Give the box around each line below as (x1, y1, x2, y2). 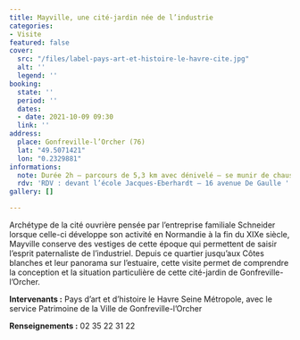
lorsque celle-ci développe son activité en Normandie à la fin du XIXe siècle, (9, 229, 290, 239)
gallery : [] (9, 187, 54, 196)
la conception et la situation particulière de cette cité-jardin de (9, 267, 238, 278)
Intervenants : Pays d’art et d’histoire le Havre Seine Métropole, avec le (9, 294, 272, 304)
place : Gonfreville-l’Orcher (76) (17, 137, 146, 146)
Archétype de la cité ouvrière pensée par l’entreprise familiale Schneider (9, 220, 276, 230)
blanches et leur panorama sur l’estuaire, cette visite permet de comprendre (9, 258, 289, 268)
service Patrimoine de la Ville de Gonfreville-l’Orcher (9, 303, 203, 313)
